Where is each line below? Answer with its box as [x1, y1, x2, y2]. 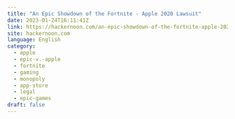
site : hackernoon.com [7, 29, 71, 37]
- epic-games [13, 95, 52, 102]
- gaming [13, 69, 39, 76]
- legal [13, 88, 36, 95]
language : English [7, 36, 61, 43]
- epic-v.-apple [13, 56, 61, 63]
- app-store [13, 82, 49, 89]
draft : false [7, 101, 45, 108]
